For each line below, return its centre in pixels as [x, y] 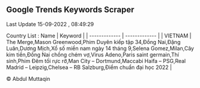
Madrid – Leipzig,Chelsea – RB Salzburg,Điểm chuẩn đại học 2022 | [89, 67]
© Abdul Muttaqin [28, 78]
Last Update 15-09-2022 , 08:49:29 [50, 24]
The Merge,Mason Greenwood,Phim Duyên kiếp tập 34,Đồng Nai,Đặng [93, 42]
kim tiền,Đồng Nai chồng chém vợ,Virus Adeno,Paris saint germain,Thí [93, 54]
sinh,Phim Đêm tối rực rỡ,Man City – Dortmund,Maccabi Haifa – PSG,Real [96, 61]
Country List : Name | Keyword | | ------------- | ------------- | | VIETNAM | [99, 36]
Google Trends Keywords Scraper [70, 10]
